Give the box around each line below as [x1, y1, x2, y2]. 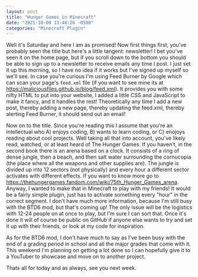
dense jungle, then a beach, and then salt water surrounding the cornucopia [6, 153, 191, 160]
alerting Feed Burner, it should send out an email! [6, 111, 126, 118]
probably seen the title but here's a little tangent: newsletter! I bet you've [6, 48, 183, 55]
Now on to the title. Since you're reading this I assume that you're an [6, 122, 173, 129]
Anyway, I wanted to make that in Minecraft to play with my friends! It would [6, 185, 191, 192]
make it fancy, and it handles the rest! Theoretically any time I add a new [6, 98, 182, 105]
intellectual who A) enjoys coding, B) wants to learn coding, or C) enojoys [6, 128, 185, 136]
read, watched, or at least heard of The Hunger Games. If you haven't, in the [6, 141, 192, 148]
